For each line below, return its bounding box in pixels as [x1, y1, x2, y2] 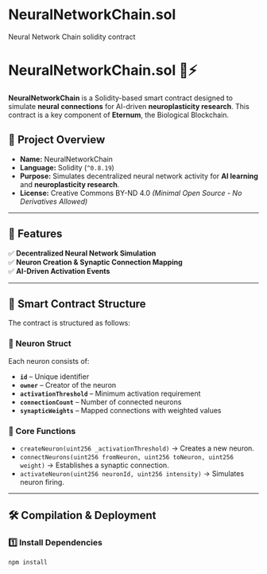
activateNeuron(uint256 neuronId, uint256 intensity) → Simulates [19, 468, 245, 478]
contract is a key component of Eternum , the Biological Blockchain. [8, 110, 229, 119]
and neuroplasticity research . [19, 179, 120, 189]
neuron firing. [19, 477, 65, 486]
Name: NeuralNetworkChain [19, 154, 114, 164]
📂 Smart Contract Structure [8, 297, 146, 310]
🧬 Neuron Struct [8, 338, 72, 349]
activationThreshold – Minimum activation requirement [19, 389, 201, 398]
